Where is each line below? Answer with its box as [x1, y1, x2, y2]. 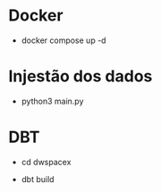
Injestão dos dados [8, 66, 153, 87]
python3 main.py [21, 96, 84, 106]
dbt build [21, 173, 55, 184]
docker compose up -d [21, 35, 106, 46]
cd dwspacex [21, 156, 72, 167]
